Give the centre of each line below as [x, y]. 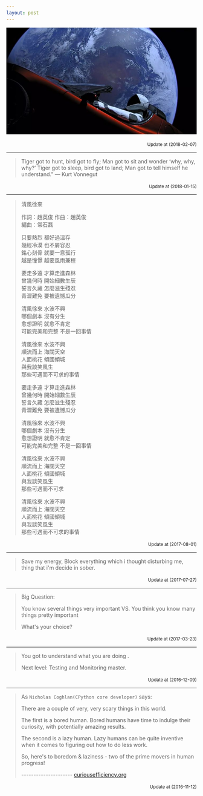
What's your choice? [47, 627]
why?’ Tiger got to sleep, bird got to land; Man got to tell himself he [105, 168]
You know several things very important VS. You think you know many [108, 609]
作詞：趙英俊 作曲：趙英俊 [53, 217]
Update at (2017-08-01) [172, 545]
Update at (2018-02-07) [172, 145]
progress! [33, 763]
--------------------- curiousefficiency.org [74, 775]
